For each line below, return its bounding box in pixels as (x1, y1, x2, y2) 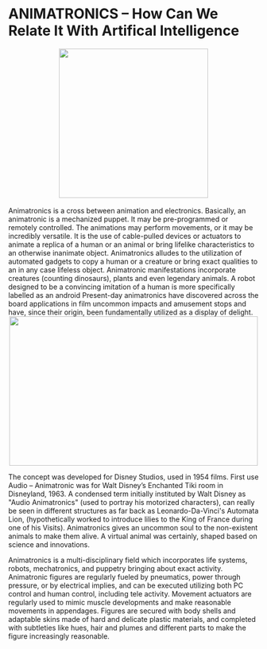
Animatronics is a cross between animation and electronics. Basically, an (8, 205, 246, 215)
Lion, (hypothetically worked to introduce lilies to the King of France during (8, 514, 253, 524)
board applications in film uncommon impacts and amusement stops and (8, 299, 246, 308)
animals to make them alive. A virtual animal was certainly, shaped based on (8, 531, 257, 541)
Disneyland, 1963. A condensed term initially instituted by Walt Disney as (8, 489, 246, 498)
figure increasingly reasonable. (8, 631, 110, 641)
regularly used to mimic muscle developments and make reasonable (8, 597, 232, 607)
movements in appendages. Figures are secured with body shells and (8, 606, 236, 616)
